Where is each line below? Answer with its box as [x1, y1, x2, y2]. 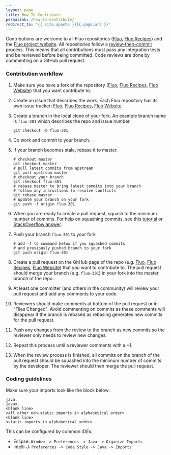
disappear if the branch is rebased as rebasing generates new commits [13, 311, 163, 317]
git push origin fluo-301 [13, 250, 68, 255]
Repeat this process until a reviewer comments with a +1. [13, 342, 133, 348]
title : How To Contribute [6, 12, 61, 17]
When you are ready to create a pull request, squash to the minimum [13, 210, 157, 216]
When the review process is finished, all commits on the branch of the [13, 352, 160, 358]
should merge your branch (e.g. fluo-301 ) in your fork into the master [13, 269, 159, 276]
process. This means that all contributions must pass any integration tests [6, 47, 161, 53]
